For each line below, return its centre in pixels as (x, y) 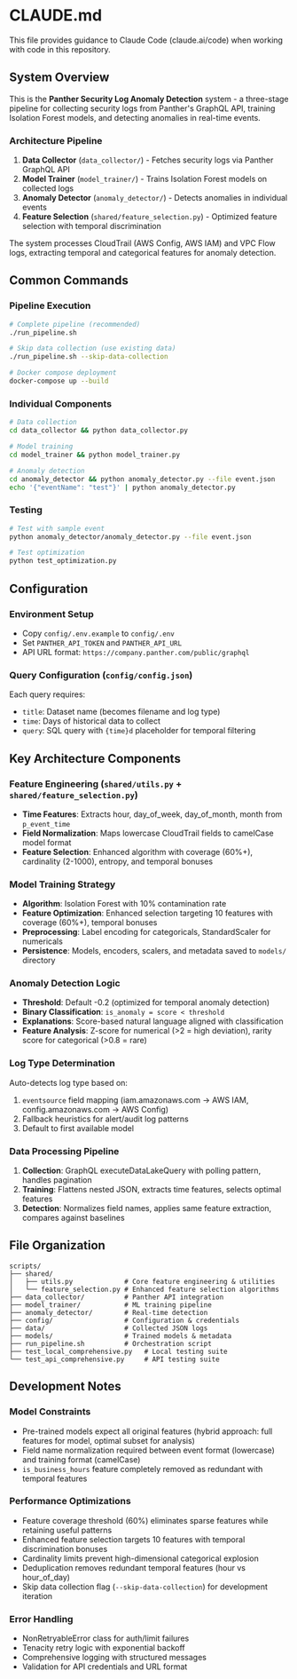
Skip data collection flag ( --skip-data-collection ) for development (145, 1587)
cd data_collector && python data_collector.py (99, 431)
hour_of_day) (46, 1577)
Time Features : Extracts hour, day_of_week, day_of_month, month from (152, 814)
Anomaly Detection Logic (65, 984)
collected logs (48, 188)
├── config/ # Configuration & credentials (125, 1320)
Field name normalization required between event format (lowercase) (148, 1450)
